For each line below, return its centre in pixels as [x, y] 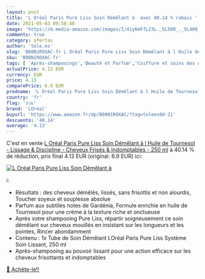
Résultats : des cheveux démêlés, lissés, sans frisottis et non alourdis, [103, 193]
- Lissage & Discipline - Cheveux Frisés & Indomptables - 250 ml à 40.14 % [100, 150]
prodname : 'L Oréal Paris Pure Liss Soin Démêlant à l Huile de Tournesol [103, 92]
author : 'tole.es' [30, 46]
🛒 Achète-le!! [23, 269]
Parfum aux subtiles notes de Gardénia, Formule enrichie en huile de [101, 206]
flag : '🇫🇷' [21, 103]
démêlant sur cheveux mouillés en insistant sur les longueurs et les [99, 225]
